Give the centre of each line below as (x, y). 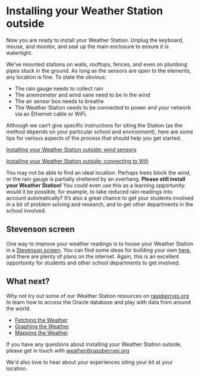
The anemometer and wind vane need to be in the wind (82, 95)
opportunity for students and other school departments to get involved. (93, 263)
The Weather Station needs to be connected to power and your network (103, 107)
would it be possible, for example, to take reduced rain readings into (89, 191)
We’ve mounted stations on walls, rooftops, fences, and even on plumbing (97, 64)
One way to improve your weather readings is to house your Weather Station (100, 244)
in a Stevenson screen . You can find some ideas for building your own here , (99, 250)
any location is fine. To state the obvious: (56, 77)
